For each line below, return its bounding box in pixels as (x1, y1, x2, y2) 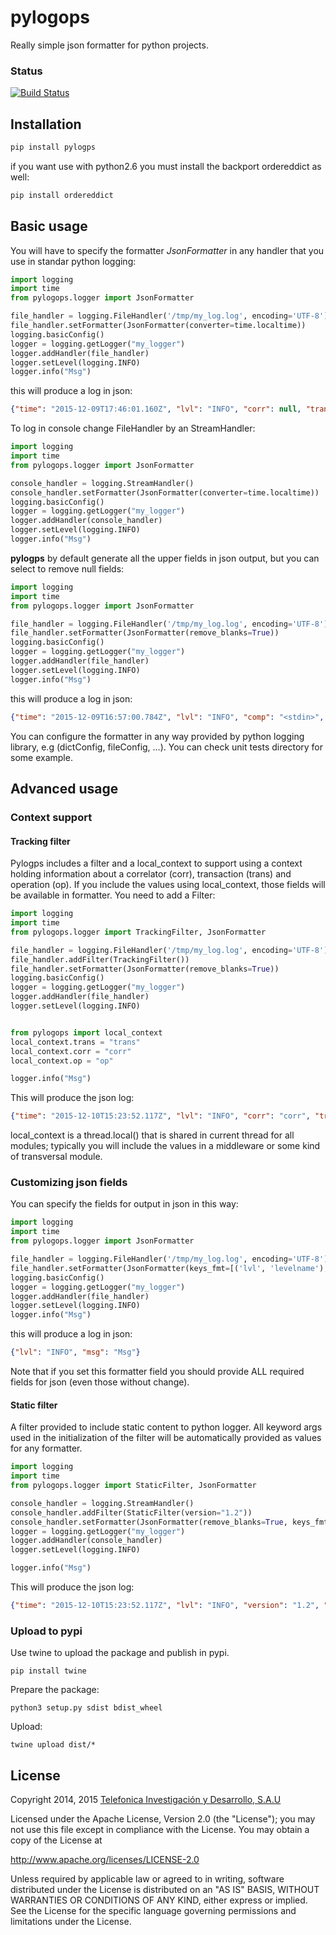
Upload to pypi (10, 1624, 83, 1638)
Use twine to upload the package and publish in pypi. (10, 1647, 230, 1659)
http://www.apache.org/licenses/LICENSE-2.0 (10, 1853, 200, 1865)
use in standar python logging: (10, 255, 137, 267)
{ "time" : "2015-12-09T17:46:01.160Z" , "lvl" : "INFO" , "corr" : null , (10, 404, 302, 415)
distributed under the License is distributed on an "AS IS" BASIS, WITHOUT (10, 1883, 320, 1895)
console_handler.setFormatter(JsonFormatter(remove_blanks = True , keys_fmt (10, 1517, 329, 1527)
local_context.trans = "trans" (10, 1037, 141, 1047)
